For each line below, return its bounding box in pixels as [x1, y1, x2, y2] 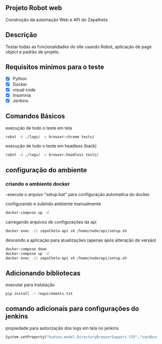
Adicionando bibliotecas [5, 269, 81, 277]
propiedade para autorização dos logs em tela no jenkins [5, 325, 119, 331]
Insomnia [12, 92, 31, 98]
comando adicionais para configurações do [5, 305, 139, 313]
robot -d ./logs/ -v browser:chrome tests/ [5, 134, 95, 139]
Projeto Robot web [5, 4, 62, 12]
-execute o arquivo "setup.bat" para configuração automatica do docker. [5, 192, 151, 197]
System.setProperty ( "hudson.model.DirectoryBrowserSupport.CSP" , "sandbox [5, 334, 158, 339]
